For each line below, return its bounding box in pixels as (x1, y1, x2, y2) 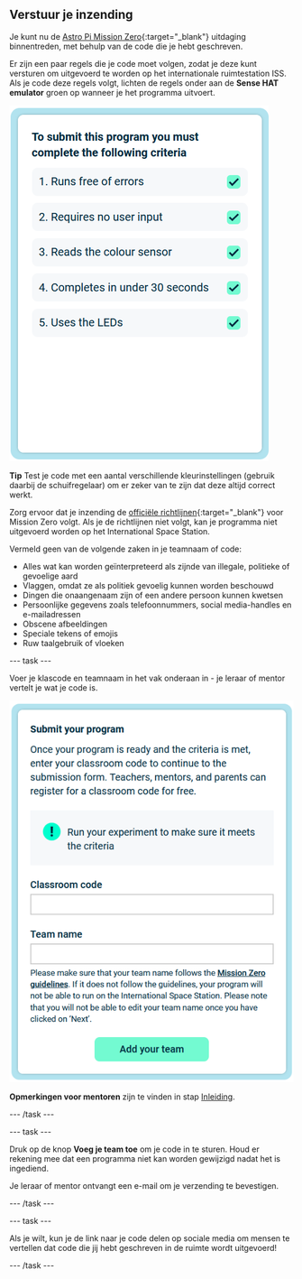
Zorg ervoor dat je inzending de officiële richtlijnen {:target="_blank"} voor (9, 506, 284, 517)
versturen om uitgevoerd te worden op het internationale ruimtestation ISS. (9, 68, 287, 79)
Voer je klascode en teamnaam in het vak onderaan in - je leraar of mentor (9, 672, 286, 683)
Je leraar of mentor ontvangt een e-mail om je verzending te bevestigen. (9, 1180, 279, 1191)
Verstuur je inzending (9, 7, 133, 23)
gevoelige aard (22, 570, 78, 581)
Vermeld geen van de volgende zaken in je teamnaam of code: (9, 543, 242, 554)
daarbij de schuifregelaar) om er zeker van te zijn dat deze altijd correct (9, 479, 276, 490)
